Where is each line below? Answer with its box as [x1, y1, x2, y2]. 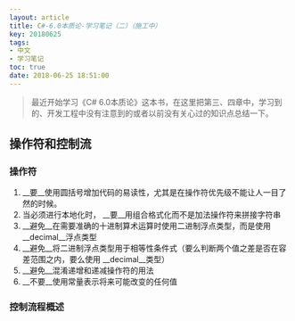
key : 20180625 [9, 29, 62, 38]
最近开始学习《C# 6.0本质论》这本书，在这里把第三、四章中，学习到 [30, 96, 283, 107]
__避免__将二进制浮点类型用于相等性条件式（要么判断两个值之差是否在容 [21, 243, 287, 254]
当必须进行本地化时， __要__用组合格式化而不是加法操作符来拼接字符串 [21, 210, 282, 220]
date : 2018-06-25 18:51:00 [9, 71, 110, 80]
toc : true [9, 63, 46, 72]
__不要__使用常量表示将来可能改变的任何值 [21, 276, 178, 287]
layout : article [9, 12, 70, 22]
